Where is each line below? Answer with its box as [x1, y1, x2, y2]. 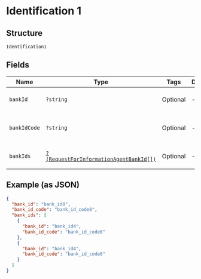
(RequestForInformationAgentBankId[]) [45, 155, 157, 163]
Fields [6, 60, 30, 70]
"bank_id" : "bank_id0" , [11, 201, 71, 207]
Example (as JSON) [6, 180, 80, 190]
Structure [6, 28, 43, 38]
